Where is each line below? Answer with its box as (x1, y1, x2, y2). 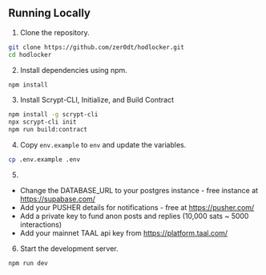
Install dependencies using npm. (19, 65, 128, 75)
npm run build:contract (8, 126, 88, 134)
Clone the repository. (19, 27, 90, 37)
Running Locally (8, 6, 91, 20)
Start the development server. (19, 244, 119, 253)
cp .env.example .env (8, 156, 81, 164)
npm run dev (8, 259, 48, 267)
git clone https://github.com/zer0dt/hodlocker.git (8, 43, 184, 51)
